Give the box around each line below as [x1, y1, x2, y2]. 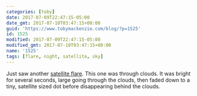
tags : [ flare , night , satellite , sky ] [6, 53, 103, 59]
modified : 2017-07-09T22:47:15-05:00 [6, 37, 101, 43]
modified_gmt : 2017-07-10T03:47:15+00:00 [6, 43, 112, 49]
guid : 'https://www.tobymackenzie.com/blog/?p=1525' [6, 25, 141, 32]
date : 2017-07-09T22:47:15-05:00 [6, 14, 90, 20]
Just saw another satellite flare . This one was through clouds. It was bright [6, 70, 191, 77]
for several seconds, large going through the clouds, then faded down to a [6, 76, 190, 83]
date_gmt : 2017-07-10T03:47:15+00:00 [6, 20, 101, 26]
